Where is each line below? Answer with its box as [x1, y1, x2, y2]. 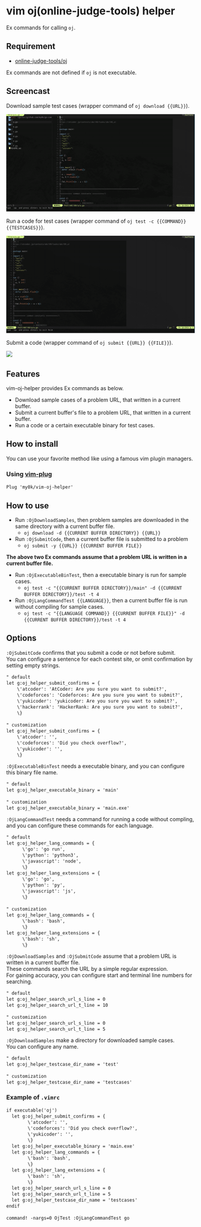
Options [6, 633, 37, 643]
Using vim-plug [6, 470, 53, 478]
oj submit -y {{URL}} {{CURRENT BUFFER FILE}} [23, 543, 142, 549]
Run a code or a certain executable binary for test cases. [14, 422, 155, 429]
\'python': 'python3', [22, 852, 79, 858]
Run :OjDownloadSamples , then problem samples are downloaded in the [14, 517, 189, 524]
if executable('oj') [6, 1107, 58, 1114]
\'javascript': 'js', [22, 888, 77, 894]
